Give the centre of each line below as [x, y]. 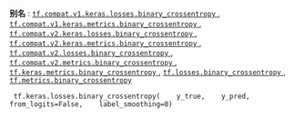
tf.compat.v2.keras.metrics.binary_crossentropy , [106, 43]
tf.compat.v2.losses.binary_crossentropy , [91, 52]
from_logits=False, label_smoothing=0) [91, 104]
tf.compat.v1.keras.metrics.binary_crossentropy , [106, 24]
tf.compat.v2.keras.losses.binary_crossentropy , [104, 33]
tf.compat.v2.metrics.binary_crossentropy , [93, 62]
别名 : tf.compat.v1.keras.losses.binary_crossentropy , [115, 13]
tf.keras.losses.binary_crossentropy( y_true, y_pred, [132, 96]
